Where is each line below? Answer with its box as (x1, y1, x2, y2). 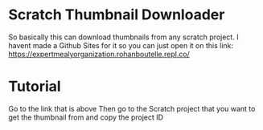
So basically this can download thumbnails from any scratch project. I (8, 32, 239, 42)
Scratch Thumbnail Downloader (8, 6, 225, 24)
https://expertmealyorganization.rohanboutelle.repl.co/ (8, 49, 191, 59)
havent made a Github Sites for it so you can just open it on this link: (8, 40, 234, 50)
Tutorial (8, 78, 62, 95)
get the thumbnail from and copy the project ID (8, 112, 163, 122)
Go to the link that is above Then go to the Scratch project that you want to (8, 104, 256, 113)
